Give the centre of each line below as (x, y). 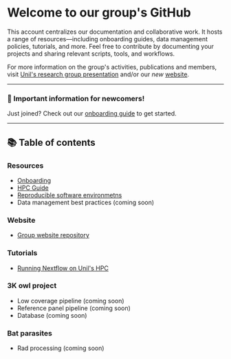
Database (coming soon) (52, 315)
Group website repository (53, 235)
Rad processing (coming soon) (60, 348)
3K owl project (32, 285)
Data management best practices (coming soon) (86, 202)
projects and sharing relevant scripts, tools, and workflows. (91, 54)
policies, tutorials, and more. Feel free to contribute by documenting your (111, 46)
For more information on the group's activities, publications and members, (112, 67)
